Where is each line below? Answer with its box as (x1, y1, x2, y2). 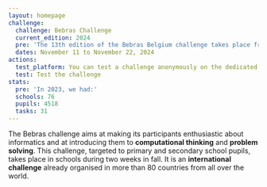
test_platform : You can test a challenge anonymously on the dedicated (15, 63, 258, 71)
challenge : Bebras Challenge (15, 26, 112, 34)
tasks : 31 (15, 108, 48, 116)
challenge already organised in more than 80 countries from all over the (8, 163, 245, 172)
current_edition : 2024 (15, 33, 91, 42)
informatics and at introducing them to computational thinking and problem (8, 138, 258, 147)
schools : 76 (15, 93, 56, 101)
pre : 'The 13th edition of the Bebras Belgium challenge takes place (15, 41, 250, 49)
